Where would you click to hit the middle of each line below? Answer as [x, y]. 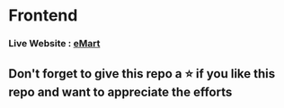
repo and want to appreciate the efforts [120, 91]
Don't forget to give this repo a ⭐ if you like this [142, 74]
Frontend [43, 16]
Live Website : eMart [54, 44]
